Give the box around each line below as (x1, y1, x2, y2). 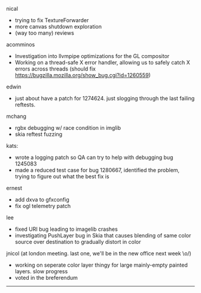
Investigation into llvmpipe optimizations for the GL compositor (14, 53, 170, 59)
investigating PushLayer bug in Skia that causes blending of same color (14, 232, 191, 239)
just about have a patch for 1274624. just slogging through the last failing (14, 95, 195, 102)
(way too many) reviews (14, 29, 75, 36)
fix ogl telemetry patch (14, 203, 71, 209)
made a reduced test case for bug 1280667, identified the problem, (14, 167, 180, 173)
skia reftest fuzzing (14, 131, 63, 138)
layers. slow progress (14, 268, 68, 274)
